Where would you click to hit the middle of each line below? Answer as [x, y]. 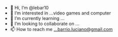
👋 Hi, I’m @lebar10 [29, 8]
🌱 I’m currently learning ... [37, 18]
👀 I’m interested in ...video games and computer [61, 13]
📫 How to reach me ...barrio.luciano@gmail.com [61, 29]
